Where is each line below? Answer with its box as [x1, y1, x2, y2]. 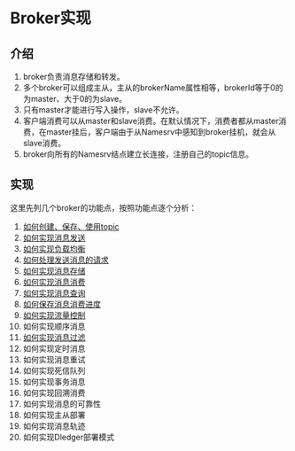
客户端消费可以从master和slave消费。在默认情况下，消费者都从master [22, 116, 279, 126]
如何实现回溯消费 [22, 387, 86, 398]
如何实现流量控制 [22, 309, 86, 320]
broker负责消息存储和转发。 [22, 72, 125, 82]
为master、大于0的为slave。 [22, 94, 128, 104]
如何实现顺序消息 [22, 321, 86, 331]
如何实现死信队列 [22, 365, 86, 376]
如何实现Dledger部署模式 [22, 432, 115, 442]
